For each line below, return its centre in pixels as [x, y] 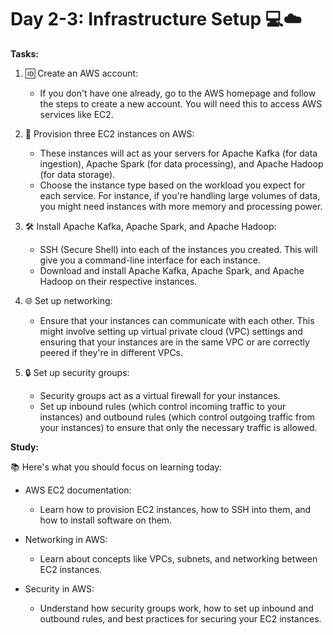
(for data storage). [77, 174]
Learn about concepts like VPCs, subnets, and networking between [178, 558]
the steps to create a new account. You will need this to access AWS [181, 103]
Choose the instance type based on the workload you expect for [172, 185]
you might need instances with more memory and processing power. [181, 206]
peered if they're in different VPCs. [111, 352]
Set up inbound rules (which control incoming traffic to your [163, 406]
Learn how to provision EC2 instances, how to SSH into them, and [175, 509]
